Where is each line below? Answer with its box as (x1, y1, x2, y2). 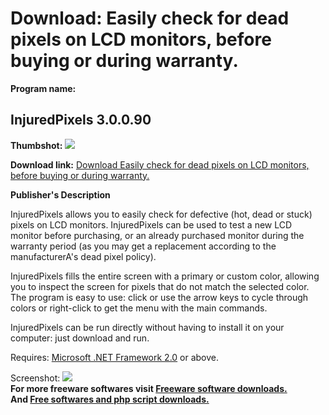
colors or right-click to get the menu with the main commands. (10, 302, 268, 314)
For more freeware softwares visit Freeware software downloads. (10, 382, 288, 394)
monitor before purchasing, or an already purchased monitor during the (10, 229, 305, 241)
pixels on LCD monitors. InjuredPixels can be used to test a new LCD (10, 218, 293, 231)
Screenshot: (10, 372, 61, 384)
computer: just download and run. (10, 332, 150, 344)
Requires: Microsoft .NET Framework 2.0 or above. (10, 351, 220, 363)
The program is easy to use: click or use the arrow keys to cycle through (10, 291, 309, 303)
